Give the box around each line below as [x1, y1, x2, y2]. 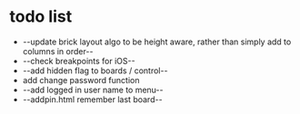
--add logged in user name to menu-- [22, 84, 164, 95]
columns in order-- [22, 45, 94, 56]
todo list [9, 6, 73, 27]
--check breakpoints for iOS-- [22, 55, 135, 66]
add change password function [22, 74, 140, 85]
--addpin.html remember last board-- [22, 93, 163, 105]
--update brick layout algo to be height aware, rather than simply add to [22, 36, 292, 47]
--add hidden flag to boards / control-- [22, 65, 168, 76]
